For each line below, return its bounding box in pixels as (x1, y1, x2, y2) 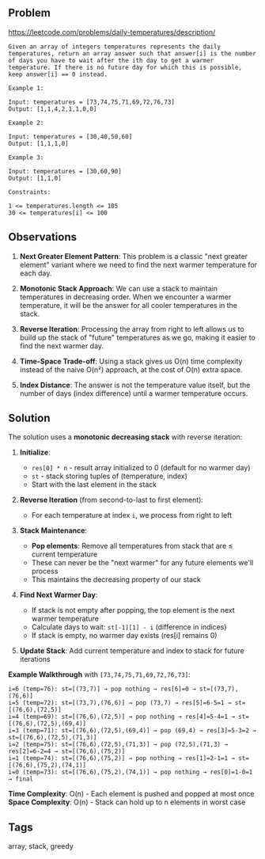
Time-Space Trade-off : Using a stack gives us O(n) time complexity (19, 356, 243, 366)
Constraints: (8, 188, 51, 196)
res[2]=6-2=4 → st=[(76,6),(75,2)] (8, 747, 126, 755)
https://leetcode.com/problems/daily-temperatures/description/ (8, 27, 216, 36)
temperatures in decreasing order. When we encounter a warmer (19, 292, 232, 302)
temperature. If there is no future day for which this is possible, (8, 63, 243, 71)
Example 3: (8, 154, 44, 162)
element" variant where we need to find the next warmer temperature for (19, 260, 258, 269)
